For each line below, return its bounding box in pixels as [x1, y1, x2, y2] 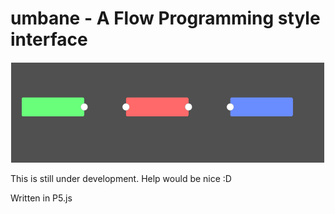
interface [10, 28, 88, 51]
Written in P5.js [10, 192, 73, 204]
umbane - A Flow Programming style [10, 7, 321, 30]
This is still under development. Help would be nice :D [10, 173, 232, 185]
